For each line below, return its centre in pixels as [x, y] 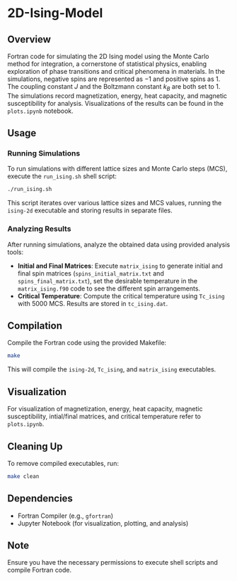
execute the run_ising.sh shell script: [62, 176]
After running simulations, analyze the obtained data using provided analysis [119, 244]
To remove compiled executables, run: [63, 463]
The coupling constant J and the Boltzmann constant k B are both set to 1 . [114, 87]
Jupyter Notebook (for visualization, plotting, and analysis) [103, 523]
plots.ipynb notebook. [41, 111]
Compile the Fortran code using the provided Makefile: [87, 343]
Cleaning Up [35, 446]
